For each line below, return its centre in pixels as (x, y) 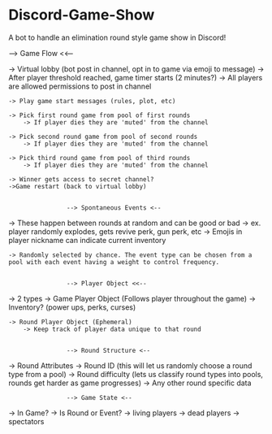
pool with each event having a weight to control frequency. (114, 262)
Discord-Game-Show (82, 15)
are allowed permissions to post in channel (80, 86)
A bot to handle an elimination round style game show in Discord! (117, 37)
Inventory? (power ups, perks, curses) (72, 307)
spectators (26, 421)
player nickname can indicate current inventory (87, 240)
